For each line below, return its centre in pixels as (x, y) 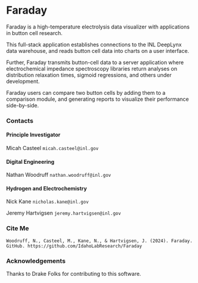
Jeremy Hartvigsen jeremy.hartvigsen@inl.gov (64, 213)
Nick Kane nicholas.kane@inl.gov (48, 202)
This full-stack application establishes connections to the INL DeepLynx (94, 44)
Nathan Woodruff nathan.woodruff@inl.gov (59, 175)
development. (23, 81)
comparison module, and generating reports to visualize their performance (98, 99)
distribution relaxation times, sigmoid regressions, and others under (89, 75)
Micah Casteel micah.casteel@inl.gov (53, 148)
